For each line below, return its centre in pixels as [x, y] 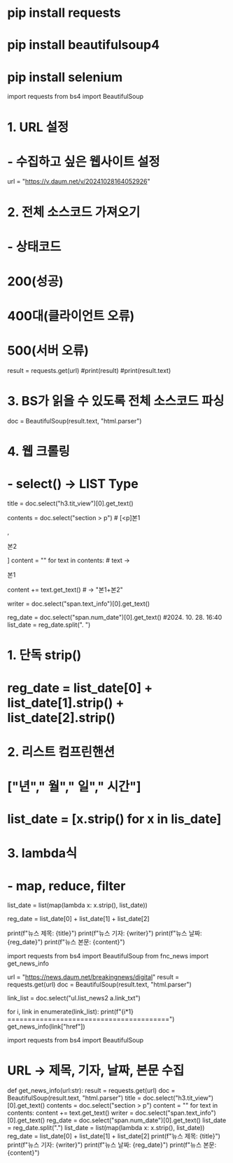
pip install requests [64, 13]
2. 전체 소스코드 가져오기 [74, 212]
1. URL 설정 [38, 127]
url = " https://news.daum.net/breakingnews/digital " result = [93, 977]
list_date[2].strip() [61, 717]
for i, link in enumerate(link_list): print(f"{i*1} [71, 1012]
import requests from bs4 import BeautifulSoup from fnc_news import [108, 956]
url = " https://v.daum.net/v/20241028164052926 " [79, 182]
